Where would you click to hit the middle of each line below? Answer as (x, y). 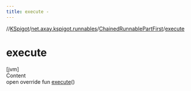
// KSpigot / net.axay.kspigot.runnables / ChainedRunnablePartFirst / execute (95, 29)
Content (16, 76)
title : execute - (28, 12)
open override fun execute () (41, 81)
